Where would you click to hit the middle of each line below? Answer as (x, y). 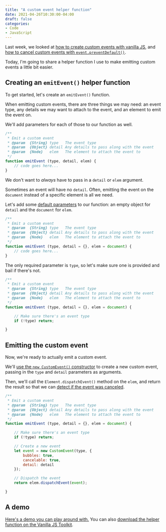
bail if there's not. (23, 270)
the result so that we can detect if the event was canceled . (65, 387)
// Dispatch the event (37, 478)
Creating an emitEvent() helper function (68, 83)
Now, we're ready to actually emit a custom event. (56, 357)
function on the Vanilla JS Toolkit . (39, 525)
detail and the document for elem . (39, 209)
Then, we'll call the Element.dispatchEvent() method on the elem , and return (83, 382)
